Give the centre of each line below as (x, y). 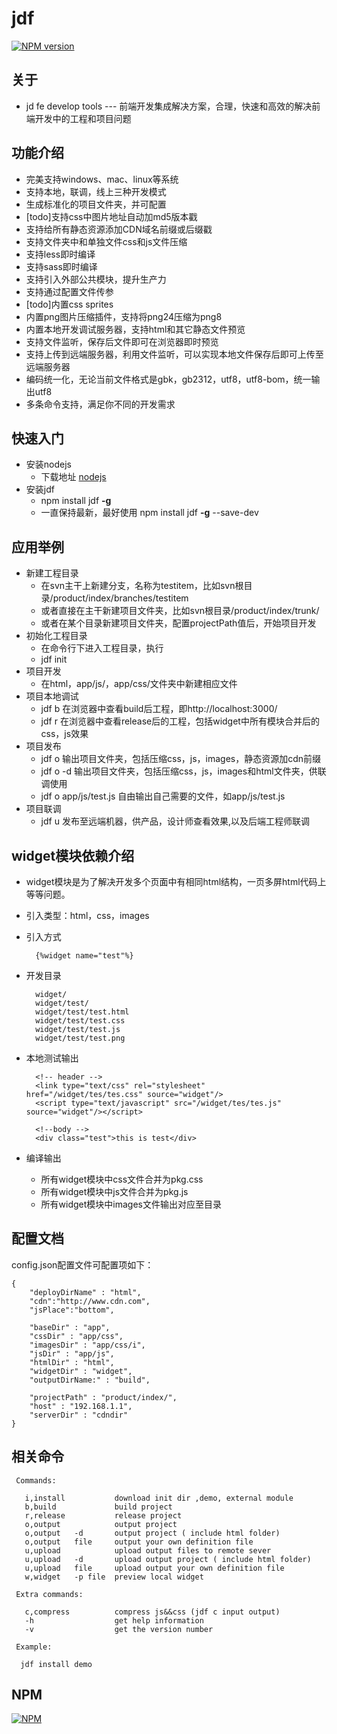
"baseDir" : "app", (70, 1327)
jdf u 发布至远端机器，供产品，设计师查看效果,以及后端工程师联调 (175, 821)
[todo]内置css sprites (69, 304)
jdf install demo (56, 1664)
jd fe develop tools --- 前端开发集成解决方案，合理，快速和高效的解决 (169, 106)
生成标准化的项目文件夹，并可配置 (96, 204)
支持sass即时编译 (61, 266)
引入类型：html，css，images (87, 915)
